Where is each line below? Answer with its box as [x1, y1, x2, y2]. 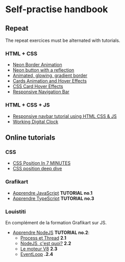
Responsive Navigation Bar [12, 89, 70, 95]
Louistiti [5, 208, 26, 215]
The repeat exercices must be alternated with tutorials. [5, 37, 120, 43]
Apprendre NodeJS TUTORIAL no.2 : [12, 229, 90, 235]
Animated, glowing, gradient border [12, 72, 88, 78]
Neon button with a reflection [12, 67, 74, 73]
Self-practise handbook [5, 4, 108, 15]
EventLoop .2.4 [20, 251, 54, 257]
